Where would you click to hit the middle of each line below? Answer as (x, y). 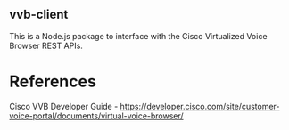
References (53, 81)
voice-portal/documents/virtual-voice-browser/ (97, 116)
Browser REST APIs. (46, 45)
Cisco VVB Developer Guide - (64, 106)
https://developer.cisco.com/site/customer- (200, 106)
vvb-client (39, 15)
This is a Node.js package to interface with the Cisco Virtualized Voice (138, 36)
